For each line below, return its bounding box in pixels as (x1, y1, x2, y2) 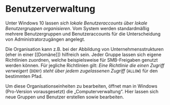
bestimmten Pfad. (5, 73, 43, 79)
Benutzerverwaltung (5, 3, 96, 15)
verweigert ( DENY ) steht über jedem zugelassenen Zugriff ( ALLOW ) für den (5, 67, 158, 74)
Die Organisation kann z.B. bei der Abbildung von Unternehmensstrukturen (5, 46, 164, 52)
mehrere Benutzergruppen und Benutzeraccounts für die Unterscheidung (5, 31, 161, 37)
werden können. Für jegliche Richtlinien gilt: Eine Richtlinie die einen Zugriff (5, 62, 165, 68)
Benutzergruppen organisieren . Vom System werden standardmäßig (5, 25, 149, 31)
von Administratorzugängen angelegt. (5, 36, 86, 42)
